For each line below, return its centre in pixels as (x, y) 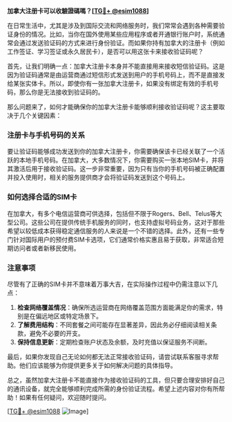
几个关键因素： (40, 116)
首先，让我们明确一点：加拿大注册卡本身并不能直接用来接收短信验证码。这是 (116, 66)
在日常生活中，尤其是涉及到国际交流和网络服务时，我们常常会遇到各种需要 (113, 26)
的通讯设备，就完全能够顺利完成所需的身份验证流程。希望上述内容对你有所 (113, 388)
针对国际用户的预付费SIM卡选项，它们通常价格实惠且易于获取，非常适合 (115, 239)
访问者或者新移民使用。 (46, 248)
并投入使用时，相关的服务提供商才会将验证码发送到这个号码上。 (98, 177)
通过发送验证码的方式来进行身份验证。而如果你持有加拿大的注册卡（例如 (122, 43)
